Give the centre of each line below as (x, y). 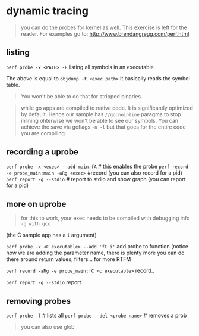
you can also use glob (48, 327)
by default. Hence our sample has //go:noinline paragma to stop (101, 114)
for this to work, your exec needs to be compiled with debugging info (105, 218)
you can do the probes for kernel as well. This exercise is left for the (104, 27)
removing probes (39, 301)
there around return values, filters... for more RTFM (69, 259)
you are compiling (43, 133)
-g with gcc (35, 224)
